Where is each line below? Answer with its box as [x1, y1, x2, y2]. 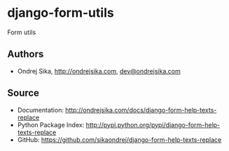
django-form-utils [7, 5, 114, 21]
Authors [7, 48, 44, 60]
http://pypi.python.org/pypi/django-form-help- [85, 120, 221, 129]
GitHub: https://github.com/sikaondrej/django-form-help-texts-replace [17, 135, 222, 144]
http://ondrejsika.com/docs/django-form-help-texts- [65, 106, 217, 114]
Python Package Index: [17, 120, 85, 129]
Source [7, 87, 40, 99]
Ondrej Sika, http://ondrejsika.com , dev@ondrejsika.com [17, 66, 181, 75]
